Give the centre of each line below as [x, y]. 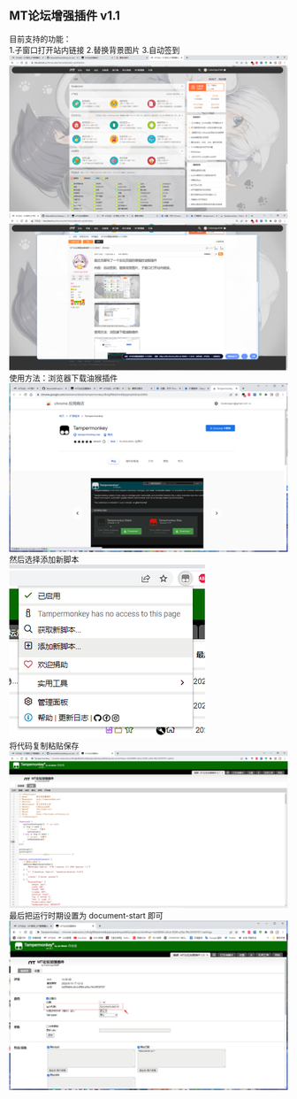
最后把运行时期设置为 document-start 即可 [86, 915]
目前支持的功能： [40, 39]
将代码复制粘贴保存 [44, 746]
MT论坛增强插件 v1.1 [65, 16]
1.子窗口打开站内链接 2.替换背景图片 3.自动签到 [95, 50]
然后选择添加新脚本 [44, 559]
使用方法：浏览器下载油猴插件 [63, 378]
